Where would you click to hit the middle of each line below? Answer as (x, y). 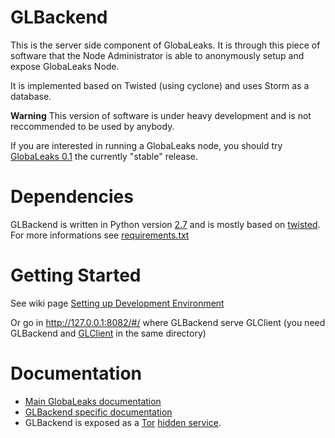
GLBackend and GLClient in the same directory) (108, 333)
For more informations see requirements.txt (100, 235)
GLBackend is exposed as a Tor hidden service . (123, 422)
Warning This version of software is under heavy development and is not (161, 115)
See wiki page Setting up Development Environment (117, 303)
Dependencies (72, 197)
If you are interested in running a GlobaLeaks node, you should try (146, 145)
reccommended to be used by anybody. (92, 126)
